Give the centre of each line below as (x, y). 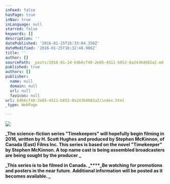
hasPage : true (20, 15)
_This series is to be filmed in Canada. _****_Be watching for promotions (84, 165)
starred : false (22, 29)
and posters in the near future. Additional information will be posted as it (84, 171)
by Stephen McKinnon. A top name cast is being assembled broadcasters (85, 150)
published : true (23, 67)
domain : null (24, 86)
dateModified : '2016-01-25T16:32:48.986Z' (51, 48)
